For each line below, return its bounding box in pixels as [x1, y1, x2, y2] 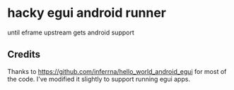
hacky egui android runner [7, 5, 167, 21]
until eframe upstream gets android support [7, 28, 134, 37]
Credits [7, 49, 41, 60]
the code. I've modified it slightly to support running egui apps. [7, 75, 191, 83]
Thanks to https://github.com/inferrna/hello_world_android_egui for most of [7, 67, 227, 75]
